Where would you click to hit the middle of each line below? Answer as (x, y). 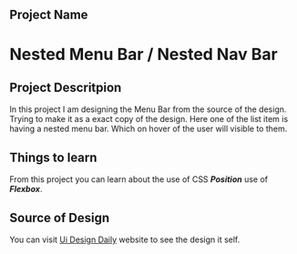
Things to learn (53, 157)
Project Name (49, 15)
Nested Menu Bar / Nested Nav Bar (143, 54)
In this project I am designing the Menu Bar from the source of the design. (148, 109)
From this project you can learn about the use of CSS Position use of (139, 179)
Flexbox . (26, 189)
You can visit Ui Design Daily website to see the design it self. (125, 239)
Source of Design (60, 218)
